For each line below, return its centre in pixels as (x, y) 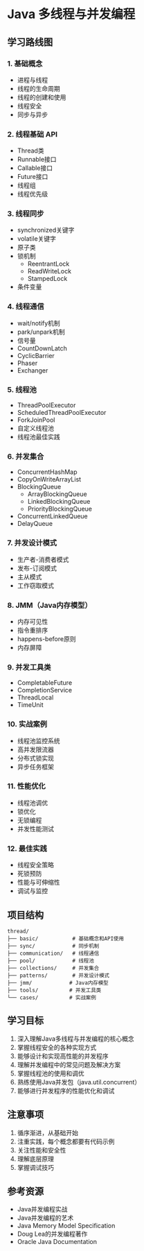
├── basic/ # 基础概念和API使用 (66, 938)
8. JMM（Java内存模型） (49, 605)
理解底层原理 (35, 1159)
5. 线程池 (22, 389)
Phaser (27, 363)
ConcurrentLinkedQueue (52, 516)
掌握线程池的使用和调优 (51, 1073)
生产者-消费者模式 (43, 559)
